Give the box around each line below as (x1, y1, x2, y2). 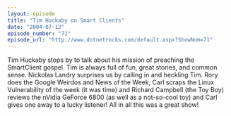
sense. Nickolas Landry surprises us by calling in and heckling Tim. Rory (7, 71, 218, 79)
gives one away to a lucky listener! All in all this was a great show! (7, 101, 199, 109)
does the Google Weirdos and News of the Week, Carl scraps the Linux (7, 78, 214, 86)
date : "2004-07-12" (7, 23, 65, 30)
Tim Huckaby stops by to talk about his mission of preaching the (7, 56, 195, 64)
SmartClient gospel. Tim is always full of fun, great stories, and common (7, 63, 218, 72)
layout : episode (7, 10, 55, 18)
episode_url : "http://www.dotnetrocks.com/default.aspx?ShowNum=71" (7, 37, 213, 44)
